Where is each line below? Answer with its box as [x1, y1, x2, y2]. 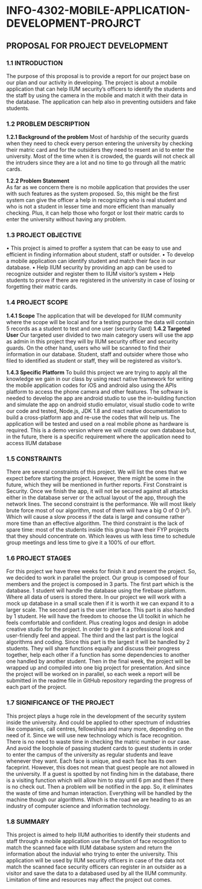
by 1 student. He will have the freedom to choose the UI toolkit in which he [6, 613, 191, 620]
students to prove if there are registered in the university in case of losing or [6, 276, 195, 284]
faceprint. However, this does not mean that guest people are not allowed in [6, 763, 195, 771]
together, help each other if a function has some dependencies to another [6, 651, 190, 659]
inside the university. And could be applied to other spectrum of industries [6, 718, 191, 726]
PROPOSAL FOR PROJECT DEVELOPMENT [6, 41, 169, 51]
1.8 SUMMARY [6, 817, 50, 825]
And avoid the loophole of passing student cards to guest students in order [6, 744, 193, 752]
